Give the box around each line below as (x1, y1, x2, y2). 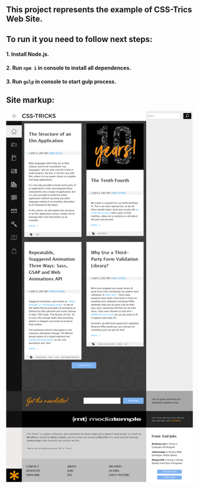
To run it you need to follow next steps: (6, 34, 153, 44)
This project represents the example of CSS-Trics (6, 5, 192, 15)
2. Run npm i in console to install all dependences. (6, 64, 131, 71)
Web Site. (6, 14, 43, 24)
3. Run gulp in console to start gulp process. (6, 78, 117, 85)
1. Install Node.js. (6, 50, 49, 58)
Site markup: (6, 95, 55, 105)
